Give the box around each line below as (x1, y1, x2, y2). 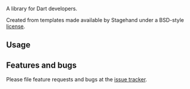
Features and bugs (6, 60, 77, 70)
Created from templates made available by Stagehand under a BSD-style (6, 17, 184, 23)
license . (6, 23, 26, 30)
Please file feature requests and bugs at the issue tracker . (6, 76, 147, 83)
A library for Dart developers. (6, 5, 78, 12)
